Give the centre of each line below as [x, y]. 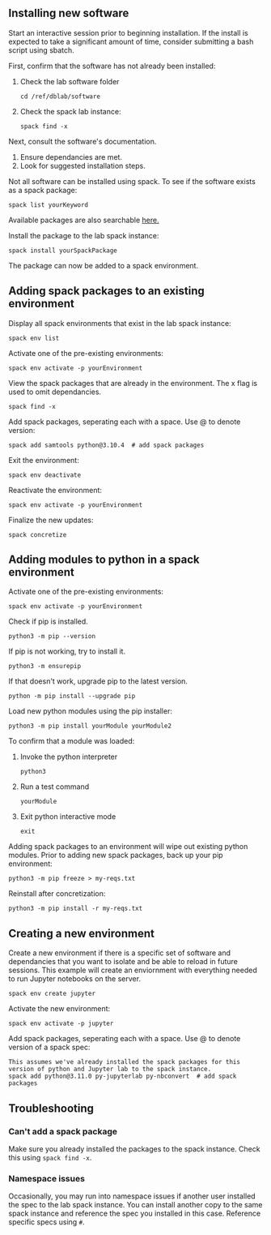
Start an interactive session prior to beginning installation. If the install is [128, 32]
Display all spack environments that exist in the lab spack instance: [120, 323]
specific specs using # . [47, 1222]
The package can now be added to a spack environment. [104, 265]
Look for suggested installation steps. [83, 165]
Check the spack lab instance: [70, 111]
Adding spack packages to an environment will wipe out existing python [128, 847]
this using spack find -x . [50, 1157]
